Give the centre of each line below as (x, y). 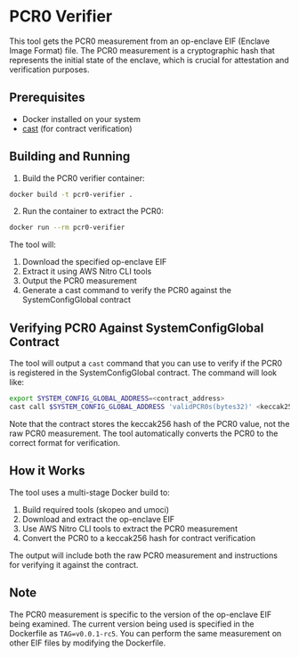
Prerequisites (47, 98)
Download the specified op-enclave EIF (94, 262)
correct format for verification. (65, 442)
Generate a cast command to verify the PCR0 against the (126, 291)
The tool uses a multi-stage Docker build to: (90, 492)
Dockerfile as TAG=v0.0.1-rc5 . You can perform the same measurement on (145, 633)
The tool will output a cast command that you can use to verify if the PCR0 (146, 364)
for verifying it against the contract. (74, 564)
